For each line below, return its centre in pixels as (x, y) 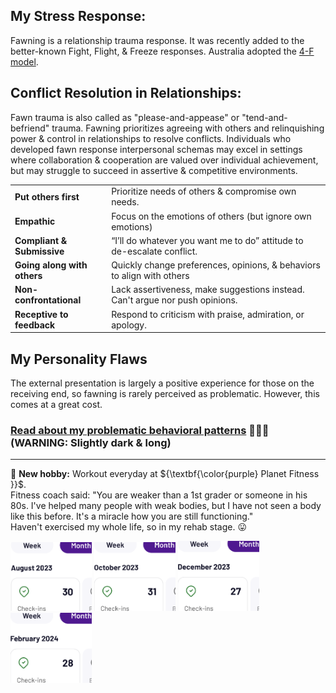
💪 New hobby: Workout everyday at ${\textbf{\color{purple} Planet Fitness (165, 474)
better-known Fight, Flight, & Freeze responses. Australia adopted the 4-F (162, 51)
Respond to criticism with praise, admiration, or (208, 314)
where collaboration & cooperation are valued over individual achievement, (164, 160)
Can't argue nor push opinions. (174, 300)
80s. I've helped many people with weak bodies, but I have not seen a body (166, 506)
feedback (35, 325)
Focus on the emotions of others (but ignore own (211, 216)
